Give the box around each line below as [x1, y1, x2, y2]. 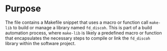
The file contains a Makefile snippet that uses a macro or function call [5, 19, 149, 25]
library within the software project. [5, 40, 76, 46]
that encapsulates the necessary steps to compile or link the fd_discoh [5, 35, 151, 41]
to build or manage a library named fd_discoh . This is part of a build [13, 24, 152, 30]
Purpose [5, 3, 41, 14]
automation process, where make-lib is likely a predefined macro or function [5, 30, 162, 36]
